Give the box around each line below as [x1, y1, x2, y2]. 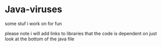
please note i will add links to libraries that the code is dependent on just [5, 30, 157, 36]
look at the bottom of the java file [5, 36, 75, 42]
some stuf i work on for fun [5, 20, 62, 27]
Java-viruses [5, 4, 62, 15]
